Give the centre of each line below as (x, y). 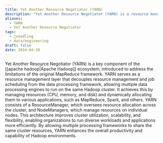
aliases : (14, 18)
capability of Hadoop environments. (41, 135)
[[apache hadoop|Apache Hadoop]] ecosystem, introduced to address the (79, 69)
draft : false (18, 45)
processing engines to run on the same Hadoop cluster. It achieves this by (79, 89)
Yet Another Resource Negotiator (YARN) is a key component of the (73, 64)
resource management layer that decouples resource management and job (80, 79)
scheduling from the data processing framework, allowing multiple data (76, 84)
